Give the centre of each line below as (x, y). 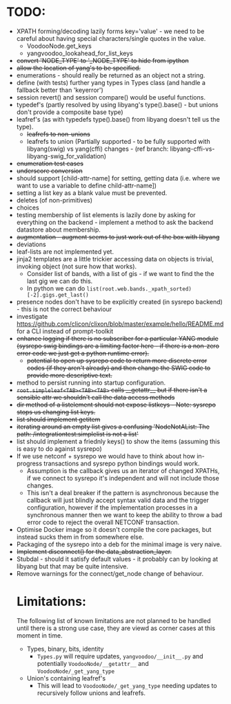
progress (29, 463)
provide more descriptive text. (70, 375)
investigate (32, 316)
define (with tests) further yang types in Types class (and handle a (111, 82)
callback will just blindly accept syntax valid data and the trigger (118, 500)
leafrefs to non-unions (58, 134)
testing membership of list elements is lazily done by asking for (106, 214)
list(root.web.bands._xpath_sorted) (139, 289)
